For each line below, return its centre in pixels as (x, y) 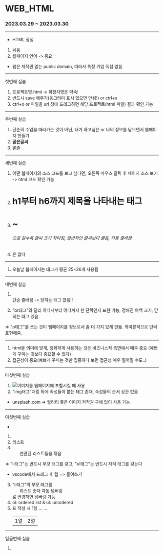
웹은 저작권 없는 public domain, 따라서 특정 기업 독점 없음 (67, 67)
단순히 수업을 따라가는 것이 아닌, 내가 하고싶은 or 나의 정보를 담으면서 (78, 130)
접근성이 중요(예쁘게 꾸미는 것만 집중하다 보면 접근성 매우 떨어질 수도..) (79, 360)
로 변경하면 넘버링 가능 (34, 497)
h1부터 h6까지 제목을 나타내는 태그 (77, 201)
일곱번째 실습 (18, 538)
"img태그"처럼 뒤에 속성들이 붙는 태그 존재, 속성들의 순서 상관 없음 (75, 392)
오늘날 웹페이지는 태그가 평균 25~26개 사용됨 (55, 269)
